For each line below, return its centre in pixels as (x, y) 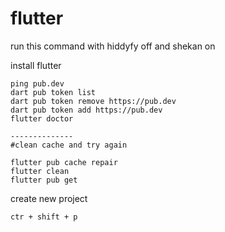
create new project (49, 198)
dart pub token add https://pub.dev (86, 110)
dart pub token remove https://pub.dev (93, 101)
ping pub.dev (37, 83)
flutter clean (40, 171)
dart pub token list (53, 92)
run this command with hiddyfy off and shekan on (113, 46)
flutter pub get (44, 180)
